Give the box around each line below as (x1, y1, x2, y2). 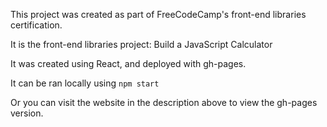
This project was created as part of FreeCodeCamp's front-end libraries (10, 9, 307, 20)
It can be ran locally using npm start (10, 77, 160, 89)
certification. (10, 19, 63, 31)
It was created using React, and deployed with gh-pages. (10, 58, 247, 69)
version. (10, 107, 44, 119)
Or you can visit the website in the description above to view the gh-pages (10, 97, 318, 108)
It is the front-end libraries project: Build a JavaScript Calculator (10, 39, 273, 50)
